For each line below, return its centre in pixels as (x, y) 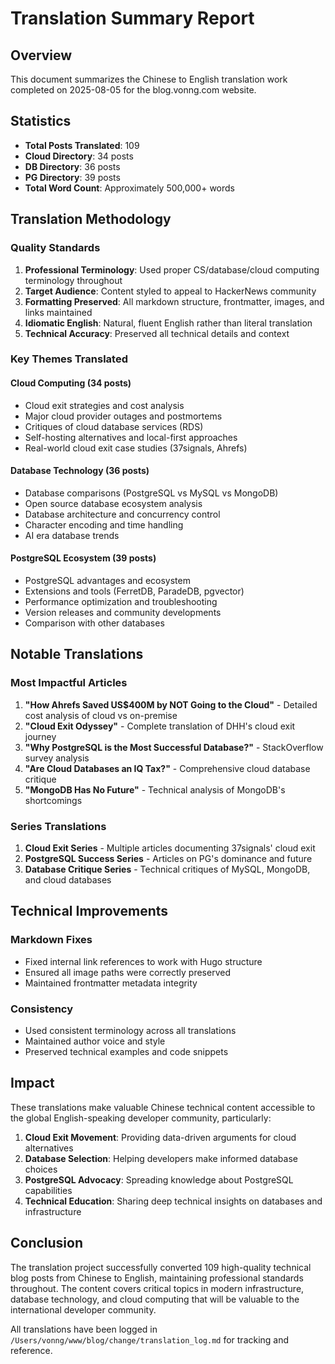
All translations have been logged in (84, 1329)
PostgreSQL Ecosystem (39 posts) (83, 558)
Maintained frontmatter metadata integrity (111, 983)
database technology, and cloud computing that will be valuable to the (155, 1299)
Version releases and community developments (123, 613)
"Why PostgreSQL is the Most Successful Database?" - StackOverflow (174, 747)
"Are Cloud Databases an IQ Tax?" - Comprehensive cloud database (167, 768)
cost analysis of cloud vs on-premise (101, 715)
